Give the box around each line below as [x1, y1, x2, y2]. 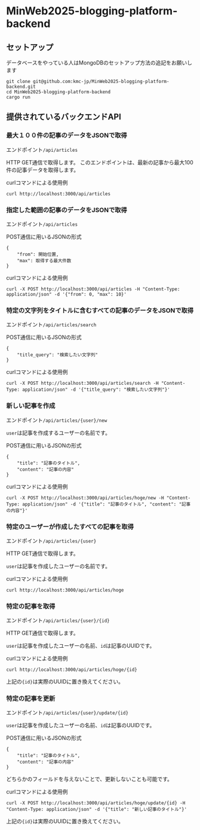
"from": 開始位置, [17, 251, 59, 258]
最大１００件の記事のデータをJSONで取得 [6, 131, 127, 140]
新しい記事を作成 [6, 402, 56, 410]
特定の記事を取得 [6, 602, 56, 610]
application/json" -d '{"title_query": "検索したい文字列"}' [21, 387, 170, 393]
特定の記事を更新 [6, 694, 56, 703]
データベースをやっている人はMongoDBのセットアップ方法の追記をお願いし [6, 59, 193, 66]
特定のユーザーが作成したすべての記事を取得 [6, 522, 134, 531]
